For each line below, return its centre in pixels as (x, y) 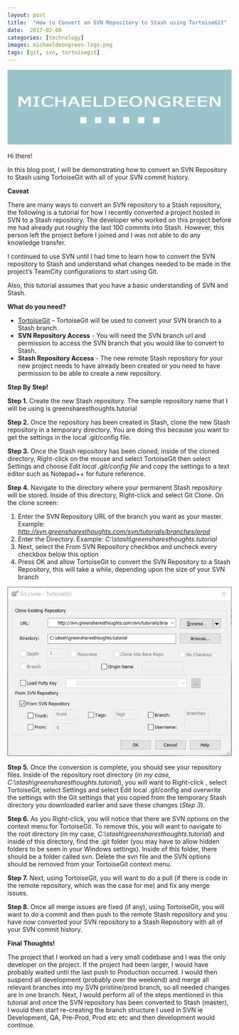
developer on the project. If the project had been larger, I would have (108, 965)
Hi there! (20, 156)
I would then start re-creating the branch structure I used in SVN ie (105, 1010)
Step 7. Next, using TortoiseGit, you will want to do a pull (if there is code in (117, 878)
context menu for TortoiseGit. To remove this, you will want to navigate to (115, 826)
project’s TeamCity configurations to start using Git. (83, 271)
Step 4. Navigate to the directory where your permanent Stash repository (115, 488)
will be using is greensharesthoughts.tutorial (72, 408)
